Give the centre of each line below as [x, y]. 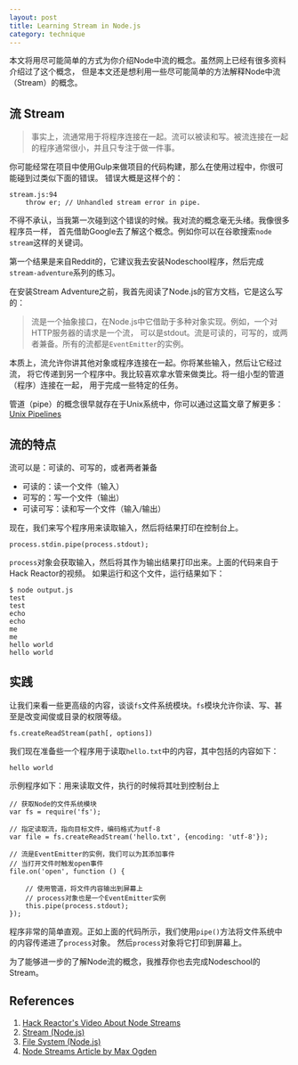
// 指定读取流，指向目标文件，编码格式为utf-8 [85, 829]
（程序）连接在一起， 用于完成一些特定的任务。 [96, 385]
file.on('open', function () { [67, 871]
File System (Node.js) [61, 1041]
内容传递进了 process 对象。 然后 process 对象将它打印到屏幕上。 [132, 942]
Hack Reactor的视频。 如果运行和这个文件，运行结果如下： [117, 573]
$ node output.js [41, 590]
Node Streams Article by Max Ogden [89, 1051]
